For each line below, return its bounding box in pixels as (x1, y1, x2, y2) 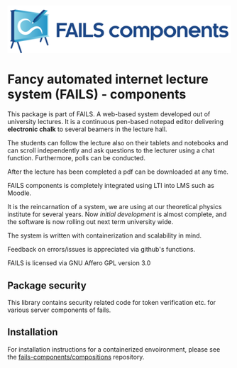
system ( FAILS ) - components (7, 87, 187, 103)
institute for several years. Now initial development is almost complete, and (7, 210, 227, 218)
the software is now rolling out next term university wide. (7, 218, 174, 226)
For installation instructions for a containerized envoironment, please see (7, 345, 221, 353)
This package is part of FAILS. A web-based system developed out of (7, 110, 211, 118)
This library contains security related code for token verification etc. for (7, 299, 216, 307)
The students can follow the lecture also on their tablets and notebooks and (7, 139, 228, 147)
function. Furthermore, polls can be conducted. (7, 154, 145, 162)
